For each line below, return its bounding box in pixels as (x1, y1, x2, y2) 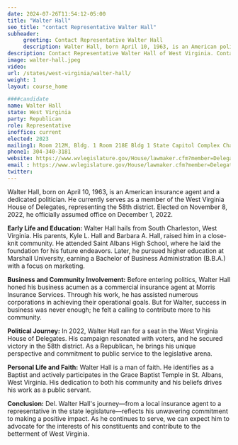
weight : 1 (7, 76, 37, 84)
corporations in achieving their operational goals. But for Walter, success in (7, 298, 227, 306)
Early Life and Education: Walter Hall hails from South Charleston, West (7, 224, 217, 232)
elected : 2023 (7, 135, 50, 142)
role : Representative (7, 122, 72, 129)
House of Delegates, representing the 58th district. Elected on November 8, (7, 203, 228, 211)
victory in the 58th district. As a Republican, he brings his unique (7, 342, 196, 350)
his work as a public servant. (7, 385, 91, 394)
